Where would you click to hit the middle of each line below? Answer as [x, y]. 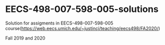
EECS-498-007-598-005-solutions [82, 9]
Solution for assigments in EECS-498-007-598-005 [59, 23]
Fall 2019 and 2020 [25, 38]
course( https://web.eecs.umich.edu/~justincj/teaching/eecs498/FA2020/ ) [83, 28]
